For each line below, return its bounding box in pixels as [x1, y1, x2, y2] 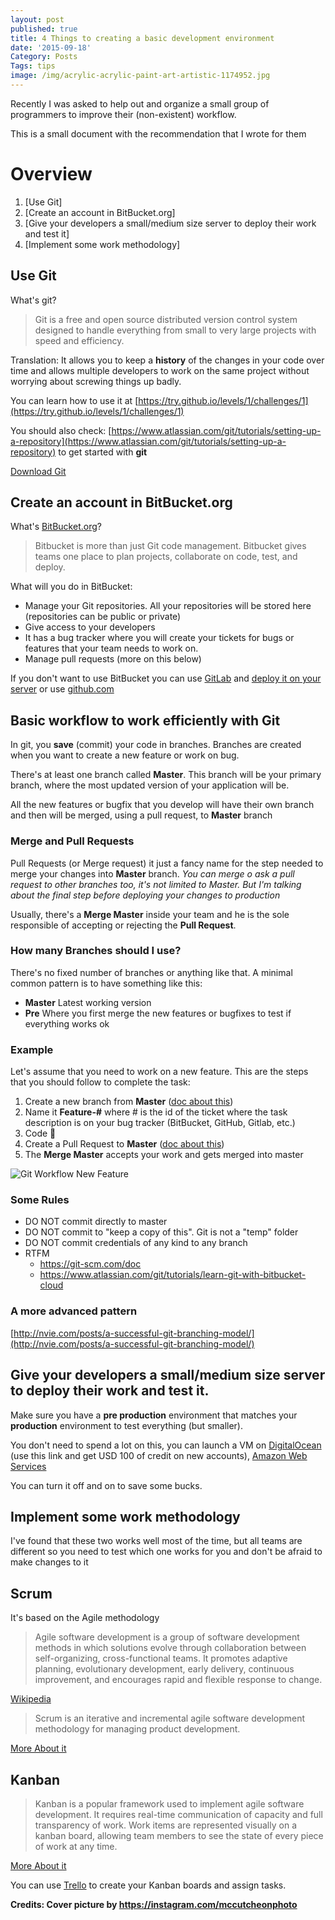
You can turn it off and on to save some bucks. [10, 1479, 203, 1491]
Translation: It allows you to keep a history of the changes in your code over [10, 354, 325, 366]
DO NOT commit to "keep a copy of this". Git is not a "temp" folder [24, 1226, 299, 1238]
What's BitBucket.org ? [10, 521, 102, 533]
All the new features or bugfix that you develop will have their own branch [10, 799, 315, 811]
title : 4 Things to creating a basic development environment [10, 33, 275, 43]
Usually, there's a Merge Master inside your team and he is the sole [10, 908, 290, 920]
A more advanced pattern [10, 1304, 138, 1318]
